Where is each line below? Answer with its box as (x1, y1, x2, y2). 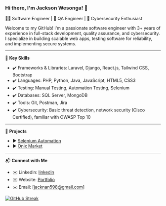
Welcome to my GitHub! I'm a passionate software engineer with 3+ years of (5, 25, 161, 31)
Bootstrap (12, 72, 33, 78)
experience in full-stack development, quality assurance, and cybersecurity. (5, 31, 160, 36)
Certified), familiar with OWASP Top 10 (12, 114, 91, 120)
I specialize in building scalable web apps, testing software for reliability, (5, 35, 152, 41)
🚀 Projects (5, 128, 27, 135)
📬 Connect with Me (5, 158, 48, 164)
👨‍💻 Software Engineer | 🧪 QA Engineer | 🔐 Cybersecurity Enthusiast (5, 16, 142, 22)
